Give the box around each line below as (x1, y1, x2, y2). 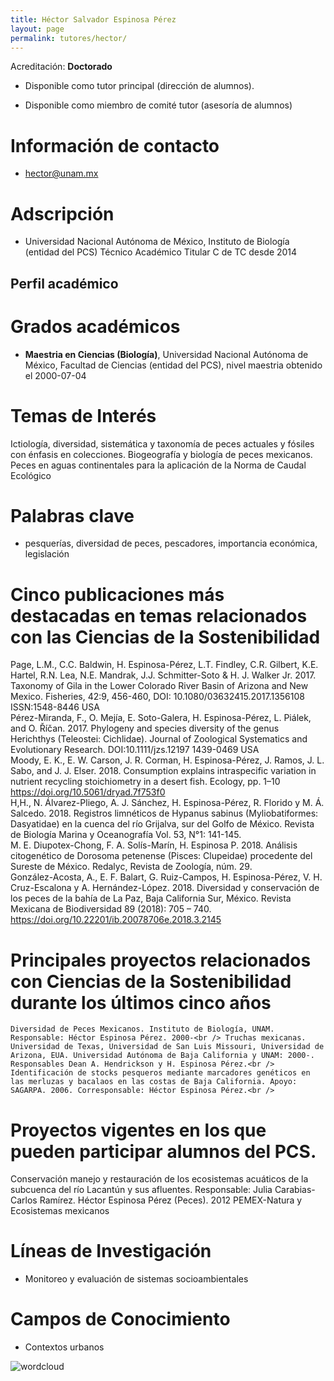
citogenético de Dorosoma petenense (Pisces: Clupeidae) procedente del (10, 850, 313, 862)
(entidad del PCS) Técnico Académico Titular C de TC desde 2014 (24, 246, 298, 258)
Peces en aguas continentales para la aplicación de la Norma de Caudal (10, 459, 307, 471)
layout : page (10, 24, 65, 34)
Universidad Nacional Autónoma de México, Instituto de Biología (24, 236, 290, 248)
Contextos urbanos (24, 1341, 105, 1353)
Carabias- (274, 1184, 316, 1196)
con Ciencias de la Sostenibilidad (10, 970, 292, 993)
